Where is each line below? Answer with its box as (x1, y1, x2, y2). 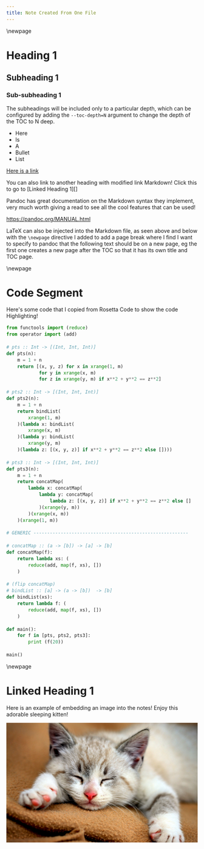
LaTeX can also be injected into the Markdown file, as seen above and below (6, 227, 198, 234)
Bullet (15, 149, 30, 156)
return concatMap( (17, 479, 64, 485)
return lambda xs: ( (17, 555, 69, 562)
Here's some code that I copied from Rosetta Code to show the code (6, 306, 178, 313)
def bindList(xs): (6, 594, 53, 600)
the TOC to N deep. (6, 117, 55, 125)
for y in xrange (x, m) (38, 370, 97, 376)
